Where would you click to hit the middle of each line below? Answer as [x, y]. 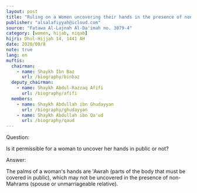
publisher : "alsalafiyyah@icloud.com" [53, 22]
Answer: [16, 160]
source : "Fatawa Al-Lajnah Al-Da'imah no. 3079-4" [69, 28]
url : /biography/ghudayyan [55, 110]
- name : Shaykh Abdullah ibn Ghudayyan [65, 104]
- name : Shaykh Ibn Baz [46, 72]
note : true [19, 50]
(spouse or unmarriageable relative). [74, 184]
